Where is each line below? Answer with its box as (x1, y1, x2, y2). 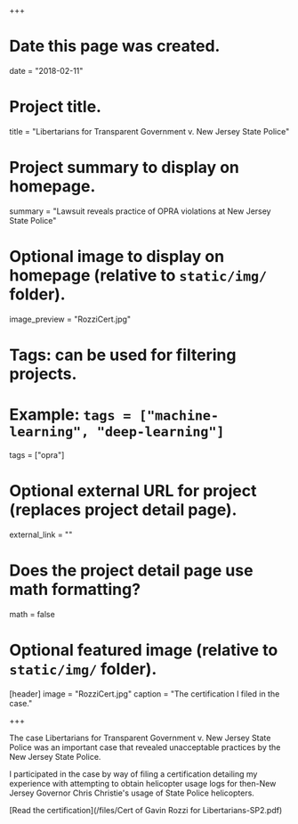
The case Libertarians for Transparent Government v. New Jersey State (9, 732, 271, 743)
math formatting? (9, 580, 141, 600)
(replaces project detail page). (9, 500, 238, 520)
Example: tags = (9, 404, 132, 425)
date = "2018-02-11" (9, 65, 84, 76)
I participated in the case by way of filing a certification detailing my (9, 768, 258, 779)
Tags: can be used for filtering (9, 345, 237, 365)
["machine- (139, 407, 220, 424)
